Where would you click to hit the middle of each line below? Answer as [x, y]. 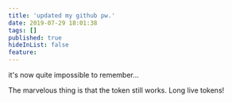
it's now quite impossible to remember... [73, 75]
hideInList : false [39, 45]
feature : [23, 52]
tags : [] [23, 30]
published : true [35, 38]
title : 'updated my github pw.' [62, 15]
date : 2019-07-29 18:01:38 [53, 23]
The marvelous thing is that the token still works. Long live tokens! [116, 90]
